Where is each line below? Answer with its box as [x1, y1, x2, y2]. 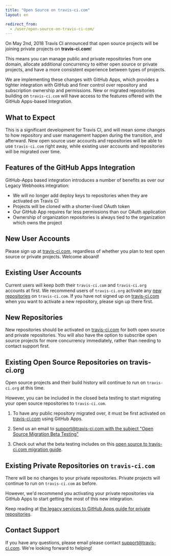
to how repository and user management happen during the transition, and [5, 132, 162, 138]
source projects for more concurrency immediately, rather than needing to [5, 338, 161, 344]
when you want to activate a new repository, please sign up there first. [5, 298, 154, 304]
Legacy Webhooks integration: [5, 182, 70, 189]
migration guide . [28, 446, 63, 452]
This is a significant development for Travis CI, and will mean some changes [5, 127, 165, 133]
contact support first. [5, 343, 50, 349]
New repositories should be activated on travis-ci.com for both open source [5, 326, 165, 333]
